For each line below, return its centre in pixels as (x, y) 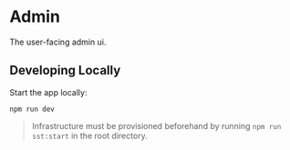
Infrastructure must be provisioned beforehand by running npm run (156, 125)
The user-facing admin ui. (58, 42)
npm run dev (32, 109)
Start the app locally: (48, 92)
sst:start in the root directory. (89, 135)
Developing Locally (65, 70)
